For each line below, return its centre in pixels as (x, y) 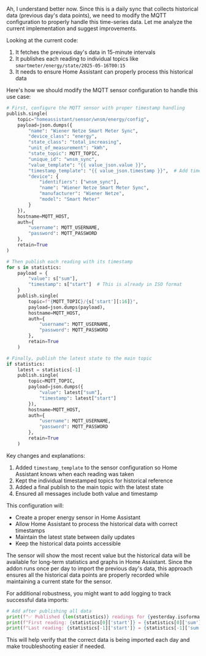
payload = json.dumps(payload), (67, 307)
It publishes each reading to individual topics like (77, 59)
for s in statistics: (34, 267)
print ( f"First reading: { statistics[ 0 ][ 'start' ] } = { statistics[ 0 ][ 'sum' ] (104, 622)
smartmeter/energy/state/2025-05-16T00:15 (70, 66)
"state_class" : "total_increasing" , (75, 142)
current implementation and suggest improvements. (72, 28)
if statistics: (26, 364)
